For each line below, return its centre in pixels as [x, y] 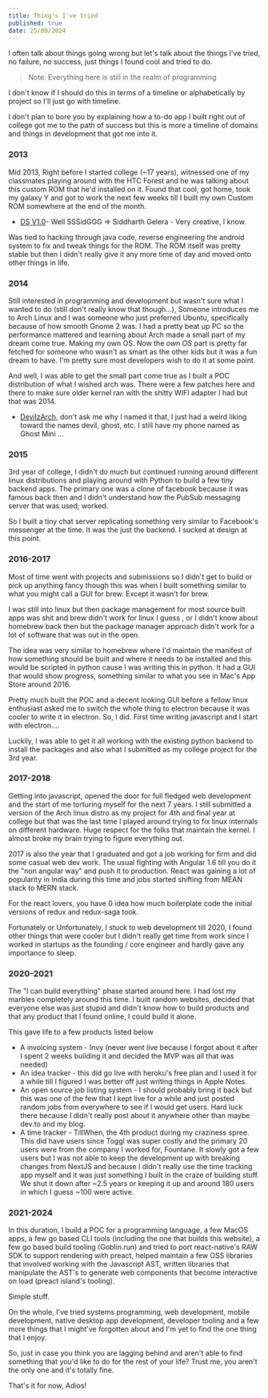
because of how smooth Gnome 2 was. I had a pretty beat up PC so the [126, 326]
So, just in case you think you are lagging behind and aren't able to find [126, 1353]
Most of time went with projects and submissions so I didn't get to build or [130, 576]
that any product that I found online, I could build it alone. [102, 1016]
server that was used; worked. [58, 506]
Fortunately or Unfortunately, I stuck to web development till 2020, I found [130, 927]
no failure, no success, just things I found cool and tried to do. [110, 62]
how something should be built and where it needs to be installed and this [130, 659]
